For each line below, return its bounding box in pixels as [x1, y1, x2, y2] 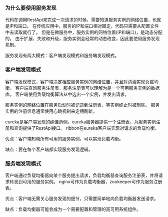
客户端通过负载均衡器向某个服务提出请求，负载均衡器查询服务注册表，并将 [5, 172, 158, 178]
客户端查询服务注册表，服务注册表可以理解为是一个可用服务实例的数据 [14, 85, 160, 91]
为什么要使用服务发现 [5, 4, 56, 11]
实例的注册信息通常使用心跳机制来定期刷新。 [5, 108, 97, 114]
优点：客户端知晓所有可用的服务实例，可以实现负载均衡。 [5, 135, 123, 141]
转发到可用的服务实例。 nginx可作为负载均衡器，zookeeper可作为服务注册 [9, 178, 162, 184]
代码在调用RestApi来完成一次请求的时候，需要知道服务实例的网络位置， [5, 17, 152, 23]
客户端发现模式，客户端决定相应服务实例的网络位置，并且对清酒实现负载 [5, 79, 154, 85]
